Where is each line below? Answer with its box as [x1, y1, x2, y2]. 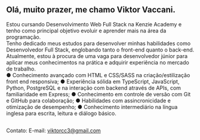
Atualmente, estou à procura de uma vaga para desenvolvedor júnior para [6, 52, 188, 59]
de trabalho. [6, 65, 36, 72]
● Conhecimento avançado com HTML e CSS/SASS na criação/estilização [6, 71, 190, 78]
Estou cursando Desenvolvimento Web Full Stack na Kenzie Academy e [6, 20, 182, 28]
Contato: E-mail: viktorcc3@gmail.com [6, 127, 101, 134]
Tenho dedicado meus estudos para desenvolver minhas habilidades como [6, 39, 191, 47]
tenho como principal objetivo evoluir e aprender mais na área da [6, 27, 167, 34]
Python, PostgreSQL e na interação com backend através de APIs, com [6, 84, 181, 92]
